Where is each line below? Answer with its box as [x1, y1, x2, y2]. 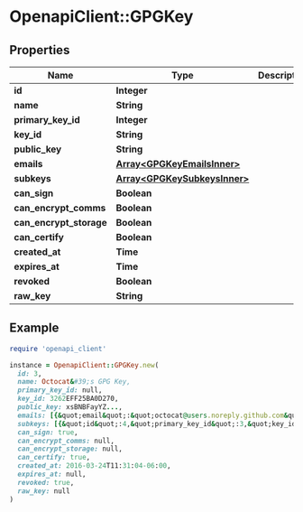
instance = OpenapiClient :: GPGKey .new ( [9, 360, 160, 369]
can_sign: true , [17, 427, 78, 437]
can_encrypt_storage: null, [17, 444, 124, 453]
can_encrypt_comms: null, [17, 436, 115, 445]
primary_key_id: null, [17, 386, 103, 395]
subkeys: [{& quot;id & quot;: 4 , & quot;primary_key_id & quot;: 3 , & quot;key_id [17, 419, 297, 428]
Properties [9, 42, 70, 58]
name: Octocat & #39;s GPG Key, [17, 377, 131, 386]
